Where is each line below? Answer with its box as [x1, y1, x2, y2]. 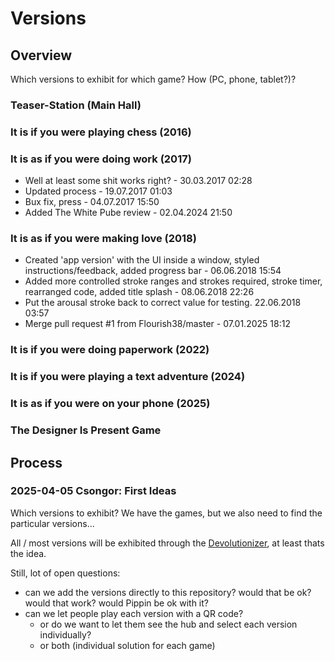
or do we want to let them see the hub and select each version [39, 618, 298, 630]
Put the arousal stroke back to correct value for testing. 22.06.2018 [24, 297, 302, 309]
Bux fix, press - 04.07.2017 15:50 [24, 196, 160, 208]
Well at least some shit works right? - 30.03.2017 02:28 [24, 175, 253, 187]
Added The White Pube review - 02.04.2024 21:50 [24, 207, 233, 219]
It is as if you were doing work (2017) [10, 152, 192, 166]
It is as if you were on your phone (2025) [10, 397, 211, 411]
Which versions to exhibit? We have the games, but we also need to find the [10, 507, 323, 519]
